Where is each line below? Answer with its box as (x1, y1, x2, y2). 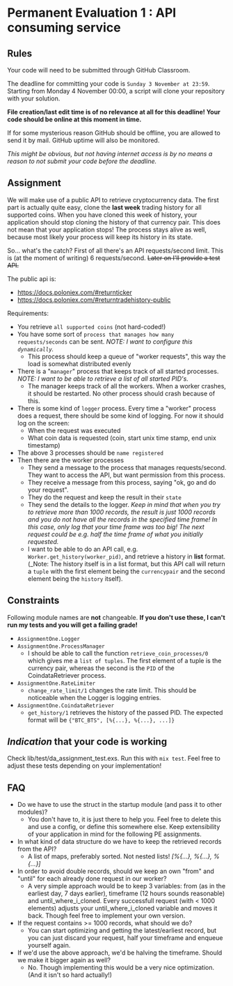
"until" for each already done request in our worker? (17, 874, 167, 883)
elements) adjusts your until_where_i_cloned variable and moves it (27, 904, 218, 913)
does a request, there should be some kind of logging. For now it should (17, 411, 224, 420)
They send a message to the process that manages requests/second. (27, 463, 227, 471)
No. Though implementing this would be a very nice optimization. (27, 964, 215, 972)
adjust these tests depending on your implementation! (7, 761, 162, 770)
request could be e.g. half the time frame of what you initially (27, 530, 204, 538)
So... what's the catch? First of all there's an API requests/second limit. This (7, 246, 224, 255)
